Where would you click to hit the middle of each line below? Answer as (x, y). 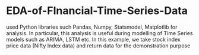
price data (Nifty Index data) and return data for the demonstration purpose (98, 46)
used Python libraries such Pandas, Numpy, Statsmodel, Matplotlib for (92, 27)
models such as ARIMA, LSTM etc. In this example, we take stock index (94, 39)
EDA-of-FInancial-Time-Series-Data (97, 11)
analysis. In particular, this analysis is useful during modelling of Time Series (99, 33)
